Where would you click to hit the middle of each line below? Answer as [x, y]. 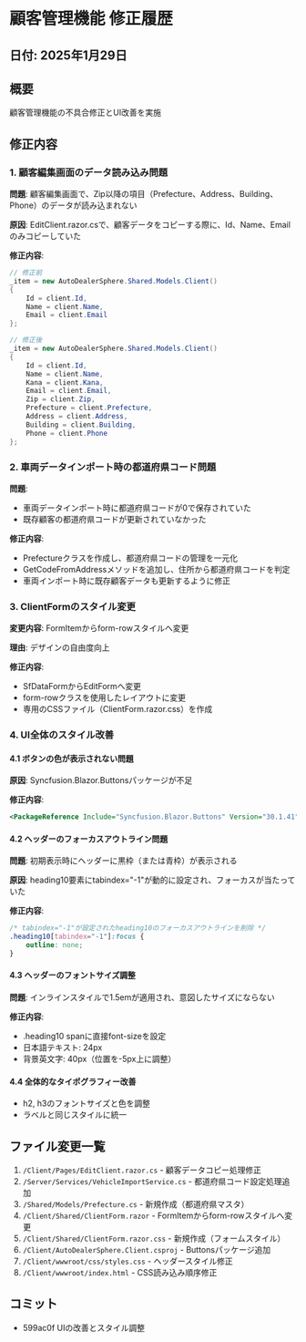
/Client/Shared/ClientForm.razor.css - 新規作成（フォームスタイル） [154, 1239]
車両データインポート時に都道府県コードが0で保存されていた [137, 508]
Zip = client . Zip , [61, 399]
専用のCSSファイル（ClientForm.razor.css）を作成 [117, 709]
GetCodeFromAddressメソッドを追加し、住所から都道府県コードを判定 [156, 569]
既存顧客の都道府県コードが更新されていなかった [114, 519]
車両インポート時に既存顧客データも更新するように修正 [126, 581]
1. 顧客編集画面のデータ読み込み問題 [89, 172]
